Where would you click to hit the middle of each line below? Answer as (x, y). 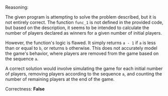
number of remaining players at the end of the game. (60, 79)
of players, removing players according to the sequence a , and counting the (84, 74)
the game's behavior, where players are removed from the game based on (82, 53)
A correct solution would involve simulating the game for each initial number (84, 68)
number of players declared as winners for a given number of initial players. (83, 33)
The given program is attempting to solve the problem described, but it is (81, 17)
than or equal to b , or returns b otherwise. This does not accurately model (81, 48)
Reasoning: (17, 7)
